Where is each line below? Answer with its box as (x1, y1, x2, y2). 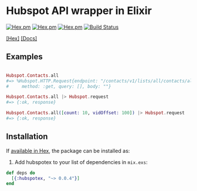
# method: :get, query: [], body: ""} (6, 83, 111, 89)
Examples (6, 52, 43, 62)
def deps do (6, 170, 35, 176)
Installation (6, 132, 48, 142)
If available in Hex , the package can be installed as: (6, 147, 130, 154)
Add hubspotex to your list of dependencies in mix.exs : (14, 158, 148, 165)
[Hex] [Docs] (6, 35, 38, 42)
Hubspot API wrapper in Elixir (6, 4, 152, 18)
